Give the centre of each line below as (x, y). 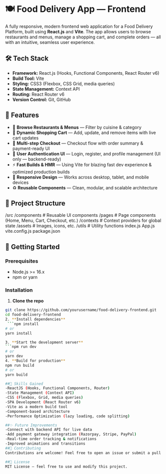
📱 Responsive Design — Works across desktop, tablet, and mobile (81, 177)
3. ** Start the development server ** (44, 342)
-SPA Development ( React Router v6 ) (43, 402)
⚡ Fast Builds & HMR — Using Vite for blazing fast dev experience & (82, 164)
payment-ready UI (31, 148)
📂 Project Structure (35, 203)
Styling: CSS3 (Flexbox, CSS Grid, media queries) (64, 83)
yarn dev (14, 356)
